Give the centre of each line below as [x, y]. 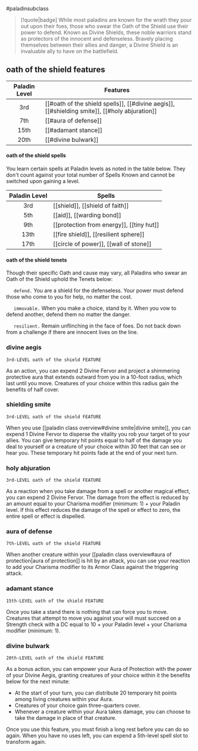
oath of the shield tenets [37, 260]
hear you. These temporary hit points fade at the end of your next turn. [92, 452]
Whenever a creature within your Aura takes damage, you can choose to [103, 712]
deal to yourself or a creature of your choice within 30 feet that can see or [96, 446]
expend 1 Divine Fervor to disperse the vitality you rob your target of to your [98, 434]
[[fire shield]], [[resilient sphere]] [99, 234]
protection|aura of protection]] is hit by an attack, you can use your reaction [98, 561]
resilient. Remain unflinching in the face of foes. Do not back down [97, 326]
